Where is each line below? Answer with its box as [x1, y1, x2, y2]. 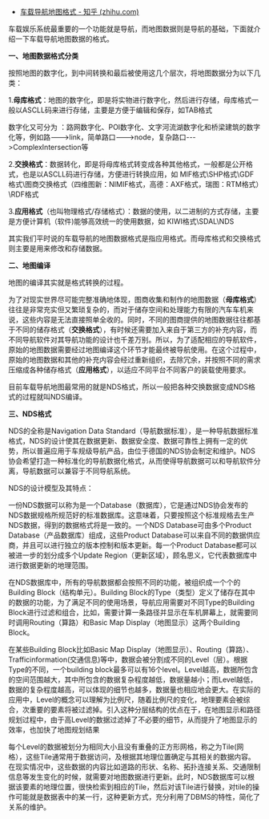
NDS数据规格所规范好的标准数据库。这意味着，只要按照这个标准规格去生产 [8, 510, 255, 520]
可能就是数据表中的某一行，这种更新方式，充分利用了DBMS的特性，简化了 [14, 793, 260, 801]
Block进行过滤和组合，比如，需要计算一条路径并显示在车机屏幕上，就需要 [8, 608, 251, 617]
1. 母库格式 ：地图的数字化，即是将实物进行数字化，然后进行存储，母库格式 [8, 95, 252, 104]
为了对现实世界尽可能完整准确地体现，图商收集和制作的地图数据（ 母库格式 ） [8, 295, 261, 304]
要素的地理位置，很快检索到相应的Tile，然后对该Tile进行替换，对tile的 [22, 782, 253, 792]
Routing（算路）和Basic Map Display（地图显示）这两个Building [29, 618, 240, 627]
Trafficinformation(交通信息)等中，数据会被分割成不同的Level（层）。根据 [8, 655, 248, 664]
